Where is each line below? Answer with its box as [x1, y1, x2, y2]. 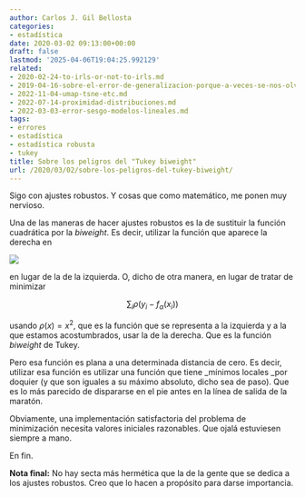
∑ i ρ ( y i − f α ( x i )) [126, 299, 179, 312]
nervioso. [9, 200, 45, 211]
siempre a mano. [9, 432, 73, 443]
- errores [9, 124, 47, 133]
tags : [9, 114, 30, 124]
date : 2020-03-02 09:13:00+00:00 [9, 38, 136, 48]
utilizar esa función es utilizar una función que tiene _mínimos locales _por [9, 366, 288, 377]
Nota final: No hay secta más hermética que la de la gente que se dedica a [9, 467, 290, 478]
